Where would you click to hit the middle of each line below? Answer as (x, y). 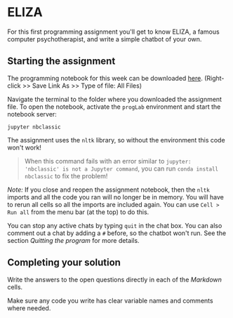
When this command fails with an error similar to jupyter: (108, 161)
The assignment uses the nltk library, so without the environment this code (116, 140)
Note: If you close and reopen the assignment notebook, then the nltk (109, 190)
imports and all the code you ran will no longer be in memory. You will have (116, 197)
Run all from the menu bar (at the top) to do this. (78, 212)
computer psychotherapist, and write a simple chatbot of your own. (105, 39)
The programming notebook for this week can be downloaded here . (105, 78)
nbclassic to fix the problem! (66, 175)
